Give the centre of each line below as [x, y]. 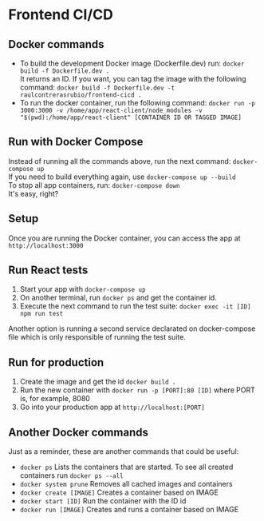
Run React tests [48, 270]
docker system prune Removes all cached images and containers [126, 484]
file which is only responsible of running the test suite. [97, 337]
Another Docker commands [79, 432]
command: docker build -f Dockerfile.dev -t [97, 87]
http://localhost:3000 [46, 245]
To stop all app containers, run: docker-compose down [94, 185]
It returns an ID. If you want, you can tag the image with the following [133, 79]
